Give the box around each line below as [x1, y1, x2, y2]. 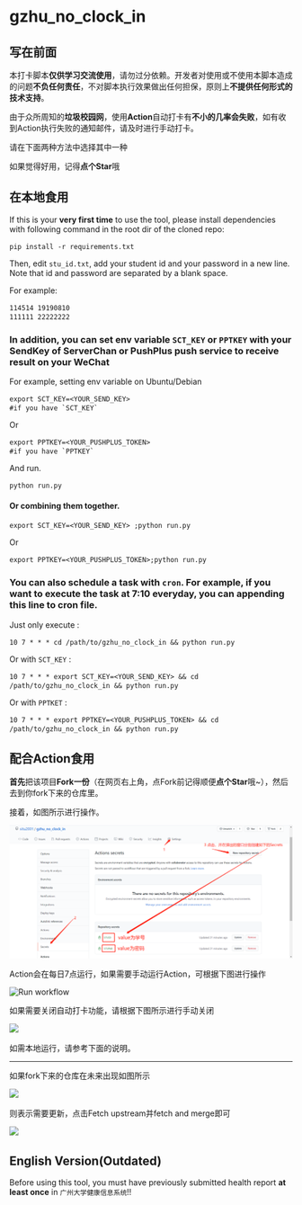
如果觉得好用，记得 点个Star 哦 [9, 161, 120, 172]
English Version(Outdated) [9, 1153, 162, 1168]
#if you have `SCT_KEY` [9, 404, 99, 413]
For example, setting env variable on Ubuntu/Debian [9, 376, 202, 388]
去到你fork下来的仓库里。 [9, 788, 103, 799]
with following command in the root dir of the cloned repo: [9, 223, 225, 235]
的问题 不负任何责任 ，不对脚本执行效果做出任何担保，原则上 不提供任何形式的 [9, 81, 293, 92]
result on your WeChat [9, 355, 110, 368]
